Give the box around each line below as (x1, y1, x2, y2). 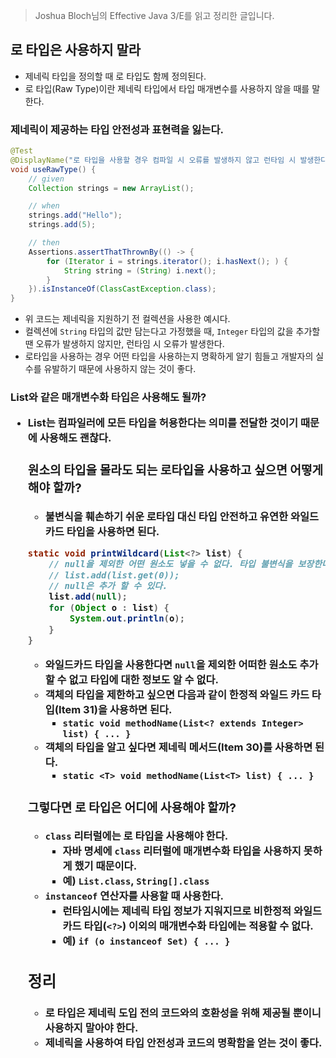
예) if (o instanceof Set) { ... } (62, 934, 231, 948)
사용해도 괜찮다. (39, 430, 112, 444)
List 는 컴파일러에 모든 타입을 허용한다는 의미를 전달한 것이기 (27, 415, 299, 429)
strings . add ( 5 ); (28, 220, 97, 230)
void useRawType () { (10, 164, 97, 174)
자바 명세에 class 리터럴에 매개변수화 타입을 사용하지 (62, 844, 302, 858)
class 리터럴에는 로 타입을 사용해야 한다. (44, 829, 229, 843)
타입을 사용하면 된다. (66, 524, 160, 538)
